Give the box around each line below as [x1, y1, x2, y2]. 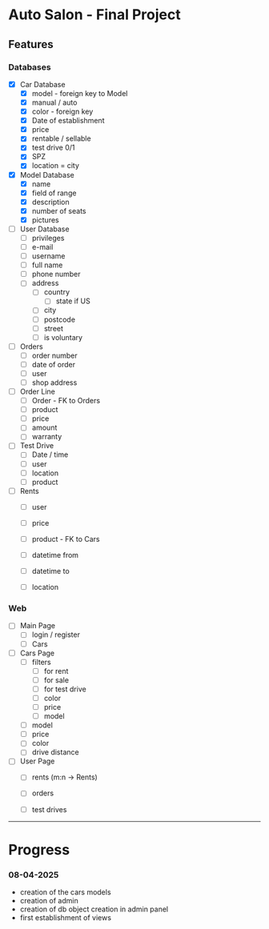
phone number [31, 270, 82, 279]
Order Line [19, 386, 56, 396]
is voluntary [43, 332, 82, 342]
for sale [43, 675, 70, 685]
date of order [31, 359, 76, 369]
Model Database [19, 170, 74, 179]
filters [31, 657, 52, 667]
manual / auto [31, 98, 78, 107]
